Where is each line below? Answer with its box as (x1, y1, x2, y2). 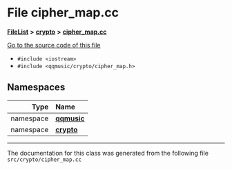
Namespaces (7, 81, 66, 94)
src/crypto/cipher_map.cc (7, 156, 81, 163)
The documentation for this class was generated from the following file (7, 149, 209, 157)
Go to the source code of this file (7, 41, 101, 49)
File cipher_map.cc (7, 5, 119, 21)
